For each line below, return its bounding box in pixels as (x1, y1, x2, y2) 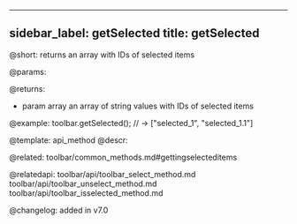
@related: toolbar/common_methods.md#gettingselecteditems (9, 152, 238, 162)
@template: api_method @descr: (9, 134, 128, 146)
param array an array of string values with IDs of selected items (21, 101, 255, 111)
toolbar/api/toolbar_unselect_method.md (9, 178, 157, 189)
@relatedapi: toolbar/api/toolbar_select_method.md (9, 168, 196, 179)
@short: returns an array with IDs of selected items (9, 49, 195, 60)
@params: (9, 66, 47, 77)
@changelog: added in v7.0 (9, 205, 109, 215)
